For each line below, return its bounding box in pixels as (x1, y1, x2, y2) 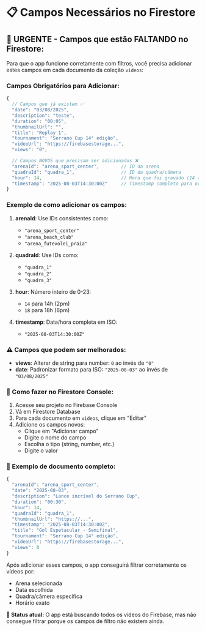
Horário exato (15, 599, 50, 607)
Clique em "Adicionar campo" (24, 427, 99, 435)
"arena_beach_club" (24, 234, 74, 240)
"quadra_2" (24, 271, 52, 277)
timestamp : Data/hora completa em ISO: (15, 318, 118, 326)
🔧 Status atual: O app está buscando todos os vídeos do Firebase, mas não (6, 611, 196, 618)
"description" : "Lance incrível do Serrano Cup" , (12, 493, 140, 499)
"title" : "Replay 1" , (12, 130, 67, 136)
